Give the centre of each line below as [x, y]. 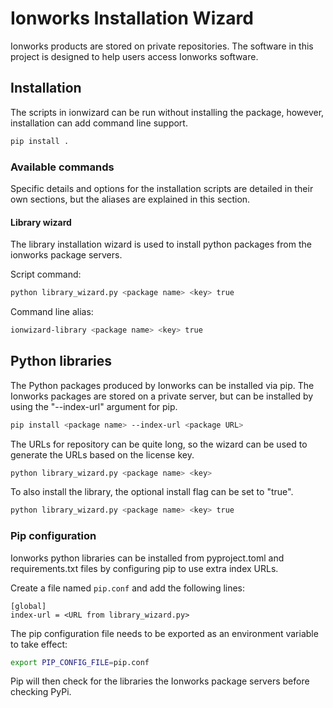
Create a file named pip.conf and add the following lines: [128, 588]
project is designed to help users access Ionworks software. [134, 56]
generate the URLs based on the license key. [102, 454]
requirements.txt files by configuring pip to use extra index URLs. [144, 568]
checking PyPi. [41, 692]
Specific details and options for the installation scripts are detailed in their [162, 188]
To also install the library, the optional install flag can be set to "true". [152, 492]
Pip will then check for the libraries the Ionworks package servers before [160, 681]
